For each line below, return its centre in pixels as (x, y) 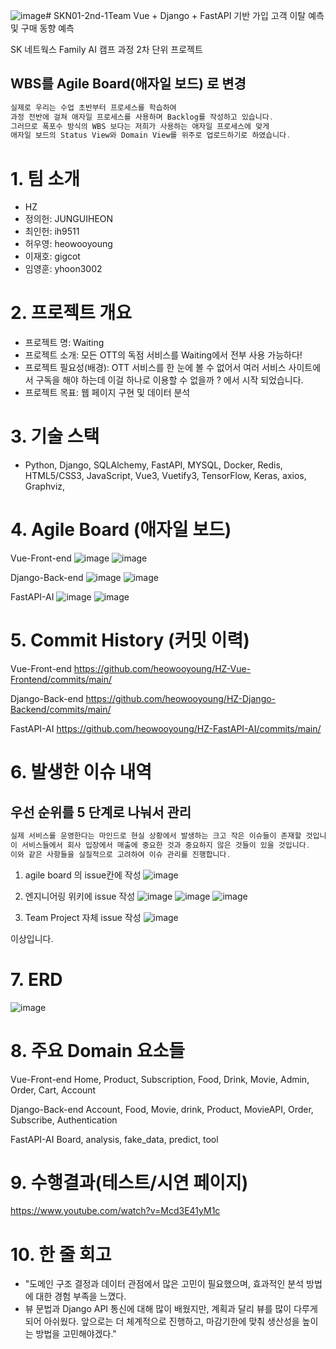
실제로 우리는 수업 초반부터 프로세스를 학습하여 (93, 107)
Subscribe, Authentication (64, 1120)
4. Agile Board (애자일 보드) (121, 530)
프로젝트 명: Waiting (64, 343)
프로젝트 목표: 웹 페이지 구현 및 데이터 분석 (107, 393)
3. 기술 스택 (55, 436)
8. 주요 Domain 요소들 (98, 1050)
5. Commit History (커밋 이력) (130, 640)
